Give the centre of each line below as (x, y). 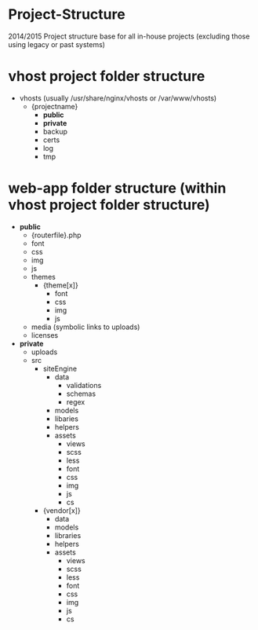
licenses (45, 335)
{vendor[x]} (62, 510)
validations (84, 385)
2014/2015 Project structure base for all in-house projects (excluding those (129, 36)
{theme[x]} (60, 285)
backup (55, 131)
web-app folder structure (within (117, 188)
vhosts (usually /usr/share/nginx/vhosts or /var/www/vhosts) (118, 98)
